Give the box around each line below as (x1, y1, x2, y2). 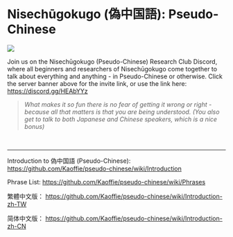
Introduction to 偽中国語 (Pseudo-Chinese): (7, 157, 131, 165)
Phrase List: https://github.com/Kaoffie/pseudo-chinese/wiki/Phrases (7, 177, 206, 186)
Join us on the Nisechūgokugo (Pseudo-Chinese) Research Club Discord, (7, 57, 218, 66)
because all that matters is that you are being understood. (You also (24, 107, 220, 116)
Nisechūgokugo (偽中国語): (7, 6, 166, 22)
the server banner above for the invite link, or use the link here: (7, 79, 187, 87)
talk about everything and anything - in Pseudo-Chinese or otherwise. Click (7, 72, 223, 80)
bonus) (24, 122, 45, 130)
